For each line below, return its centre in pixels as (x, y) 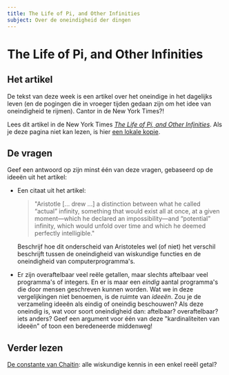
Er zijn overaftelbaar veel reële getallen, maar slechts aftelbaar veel (112, 275)
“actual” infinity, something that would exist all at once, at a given (127, 211)
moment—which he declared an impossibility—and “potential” (122, 219)
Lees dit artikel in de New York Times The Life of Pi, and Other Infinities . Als (115, 124)
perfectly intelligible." (64, 233)
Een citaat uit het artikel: (51, 191)
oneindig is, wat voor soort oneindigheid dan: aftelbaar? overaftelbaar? (118, 311)
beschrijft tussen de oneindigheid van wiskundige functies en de (109, 254)
